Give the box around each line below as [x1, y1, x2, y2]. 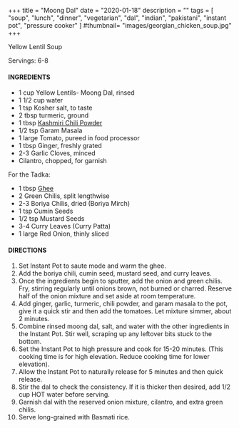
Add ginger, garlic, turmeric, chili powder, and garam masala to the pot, [18, 299, 228, 308]
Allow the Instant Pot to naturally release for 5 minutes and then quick [18, 367, 223, 376]
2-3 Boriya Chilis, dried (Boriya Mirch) [18, 199, 131, 208]
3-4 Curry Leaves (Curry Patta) [18, 222, 111, 231]
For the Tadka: [8, 170, 51, 179]
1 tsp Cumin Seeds [18, 207, 73, 216]
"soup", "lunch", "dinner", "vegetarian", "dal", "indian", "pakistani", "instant [8, 14, 227, 22]
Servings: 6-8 [8, 56, 49, 65]
